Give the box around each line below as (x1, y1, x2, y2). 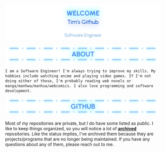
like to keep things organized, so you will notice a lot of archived (5, 126, 137, 132)
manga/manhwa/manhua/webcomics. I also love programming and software (5, 84, 154, 89)
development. (5, 89, 32, 94)
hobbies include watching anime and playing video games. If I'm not (5, 74, 152, 79)
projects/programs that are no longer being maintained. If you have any (5, 136, 150, 142)
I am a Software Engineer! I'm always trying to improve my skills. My (5, 69, 156, 74)
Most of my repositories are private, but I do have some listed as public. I (5, 120, 154, 126)
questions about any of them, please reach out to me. (5, 142, 114, 148)
